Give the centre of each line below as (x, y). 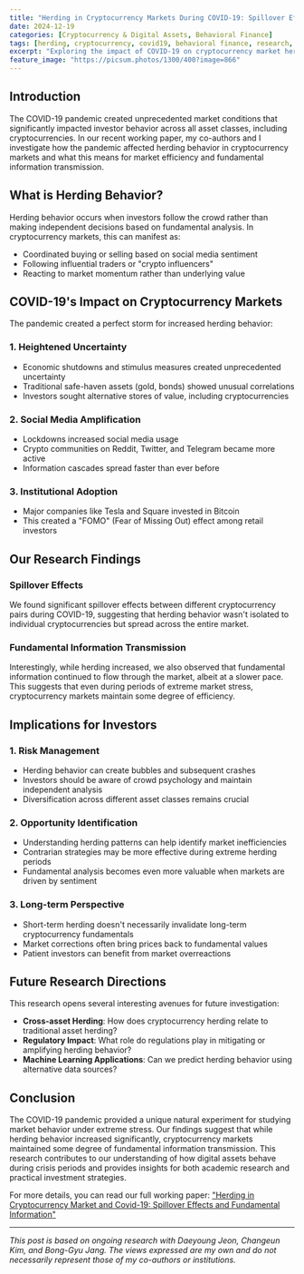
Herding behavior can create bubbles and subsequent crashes (139, 770)
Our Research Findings (76, 559)
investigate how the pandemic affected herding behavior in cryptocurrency (149, 147)
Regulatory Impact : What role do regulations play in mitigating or (144, 1041)
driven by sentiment (60, 881)
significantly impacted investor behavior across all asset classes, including (148, 128)
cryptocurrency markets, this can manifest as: (95, 236)
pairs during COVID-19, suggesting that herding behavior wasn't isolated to (149, 614)
